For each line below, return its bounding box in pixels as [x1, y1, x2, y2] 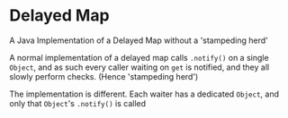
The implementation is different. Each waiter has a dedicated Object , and [9, 88, 279, 99]
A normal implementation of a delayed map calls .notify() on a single [9, 52, 269, 63]
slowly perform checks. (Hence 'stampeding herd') [9, 71, 199, 81]
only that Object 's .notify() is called [9, 97, 147, 108]
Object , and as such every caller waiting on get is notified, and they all [9, 62, 270, 72]
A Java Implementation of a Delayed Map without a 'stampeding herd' [9, 35, 268, 46]
